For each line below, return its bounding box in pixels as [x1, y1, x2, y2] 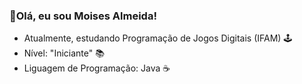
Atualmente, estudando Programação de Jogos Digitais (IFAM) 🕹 [23, 32, 293, 44]
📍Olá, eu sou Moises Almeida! [9, 9, 157, 23]
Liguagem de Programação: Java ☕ [23, 62, 171, 74]
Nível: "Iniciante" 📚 [23, 47, 105, 59]
